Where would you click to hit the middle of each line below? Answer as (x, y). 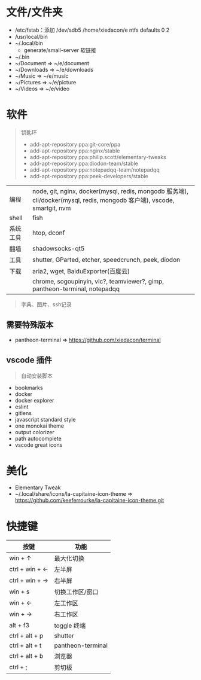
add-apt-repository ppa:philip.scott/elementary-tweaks (98, 157)
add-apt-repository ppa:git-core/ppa (75, 144)
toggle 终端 (70, 626)
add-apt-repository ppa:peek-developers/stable (89, 176)
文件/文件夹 (34, 12)
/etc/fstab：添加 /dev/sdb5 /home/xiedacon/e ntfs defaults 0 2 (92, 30)
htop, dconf (49, 233)
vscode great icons (39, 445)
